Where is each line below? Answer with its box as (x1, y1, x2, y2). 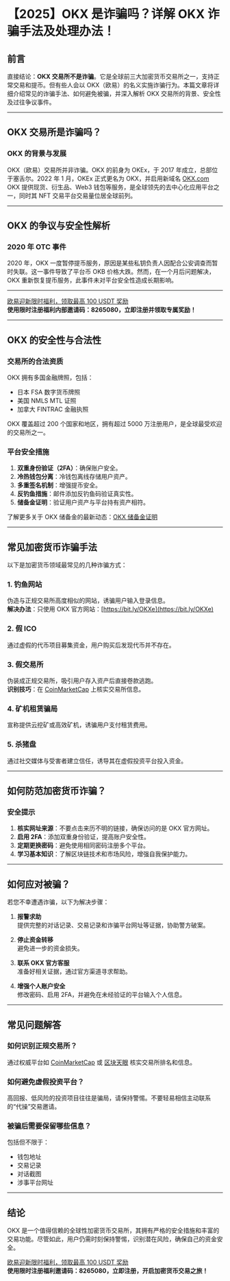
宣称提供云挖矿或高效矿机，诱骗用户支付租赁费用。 (7, 721, 151, 729)
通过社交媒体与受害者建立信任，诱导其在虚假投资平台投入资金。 (7, 756, 187, 765)
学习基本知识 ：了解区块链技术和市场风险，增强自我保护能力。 (16, 850, 192, 858)
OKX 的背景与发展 (7, 149, 67, 158)
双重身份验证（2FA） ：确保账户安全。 (16, 464, 122, 472)
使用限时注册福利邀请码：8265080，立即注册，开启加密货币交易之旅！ (7, 1267, 209, 1275)
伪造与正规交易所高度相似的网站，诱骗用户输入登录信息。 (7, 596, 169, 604)
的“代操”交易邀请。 (7, 1103, 61, 1111)
